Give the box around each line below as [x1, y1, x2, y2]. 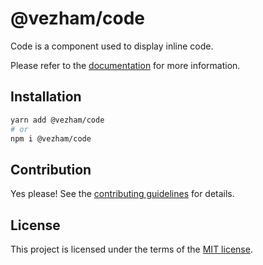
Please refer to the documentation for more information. [10, 59, 241, 71]
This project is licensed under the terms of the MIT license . [10, 243, 253, 255]
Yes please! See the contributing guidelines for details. [10, 188, 235, 200]
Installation [10, 88, 82, 106]
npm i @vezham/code [10, 133, 92, 144]
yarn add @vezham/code [10, 115, 105, 125]
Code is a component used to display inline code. [10, 40, 214, 52]
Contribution [10, 161, 92, 178]
